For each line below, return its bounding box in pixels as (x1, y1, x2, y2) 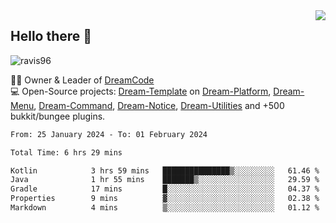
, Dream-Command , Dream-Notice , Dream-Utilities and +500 (33, 99, 285, 111)
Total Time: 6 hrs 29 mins (10, 147, 123, 158)
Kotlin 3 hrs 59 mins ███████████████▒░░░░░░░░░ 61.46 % (10, 165, 320, 176)
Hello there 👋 (10, 28, 93, 45)
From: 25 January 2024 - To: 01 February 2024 (10, 129, 208, 139)
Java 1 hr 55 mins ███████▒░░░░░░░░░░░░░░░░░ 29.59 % (10, 175, 320, 185)
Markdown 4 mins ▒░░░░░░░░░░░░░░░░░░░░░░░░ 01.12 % (10, 203, 320, 213)
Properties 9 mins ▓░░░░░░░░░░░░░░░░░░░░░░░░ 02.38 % (10, 194, 320, 204)
